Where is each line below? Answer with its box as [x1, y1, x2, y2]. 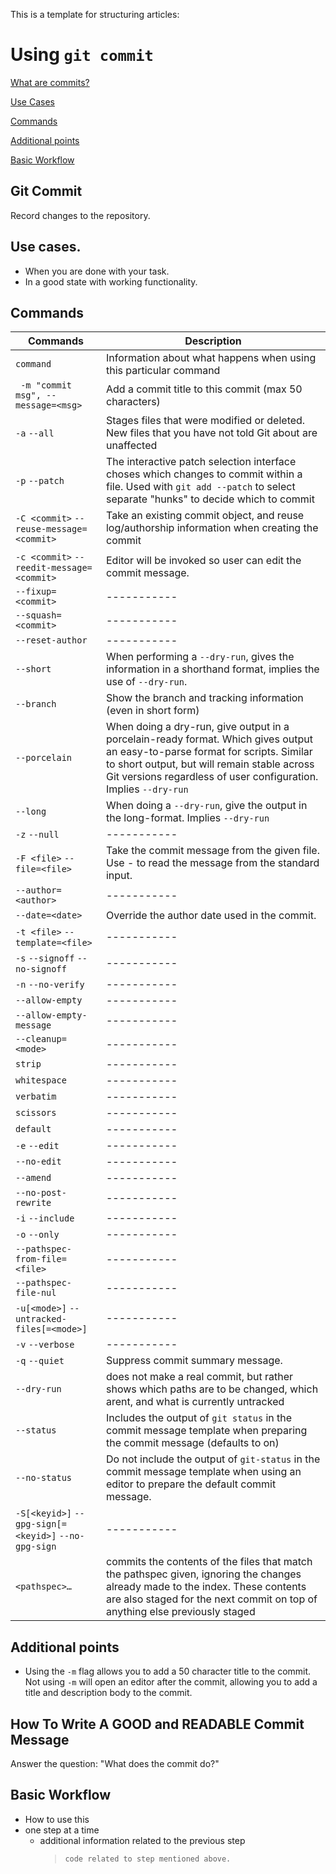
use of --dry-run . [105, 675, 188, 689]
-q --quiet [15, 1355, 65, 1367]
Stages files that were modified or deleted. [105, 414, 306, 428]
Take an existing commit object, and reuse [105, 509, 305, 523]
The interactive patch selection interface [105, 455, 297, 469]
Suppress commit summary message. [105, 1354, 283, 1368]
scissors [15, 1107, 57, 1119]
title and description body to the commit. [24, 1687, 193, 1699]
